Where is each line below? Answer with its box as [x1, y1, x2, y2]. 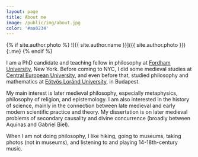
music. [6, 145, 23, 152]
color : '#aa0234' [6, 25, 49, 31]
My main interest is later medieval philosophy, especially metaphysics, [6, 89, 178, 97]
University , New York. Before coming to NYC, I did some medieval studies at [6, 66, 192, 73]
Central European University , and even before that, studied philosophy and [6, 72, 189, 79]
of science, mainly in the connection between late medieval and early [6, 102, 176, 110]
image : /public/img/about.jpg [6, 20, 81, 25]
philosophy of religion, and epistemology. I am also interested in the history [6, 96, 190, 103]
